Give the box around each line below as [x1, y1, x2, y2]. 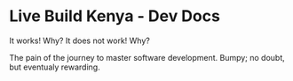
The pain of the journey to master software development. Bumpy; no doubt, [9, 52, 286, 63]
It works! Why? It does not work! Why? [9, 35, 151, 46]
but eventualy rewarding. [9, 62, 100, 72]
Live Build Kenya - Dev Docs [9, 6, 220, 26]
